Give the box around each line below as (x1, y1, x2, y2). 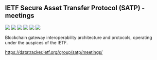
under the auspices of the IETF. (5, 40, 68, 45)
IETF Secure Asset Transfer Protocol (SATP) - (5, 4, 145, 12)
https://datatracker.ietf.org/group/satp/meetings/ (5, 49, 103, 55)
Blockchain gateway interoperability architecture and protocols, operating (5, 34, 152, 40)
